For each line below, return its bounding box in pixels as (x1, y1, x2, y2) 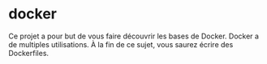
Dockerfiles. (8, 48, 50, 58)
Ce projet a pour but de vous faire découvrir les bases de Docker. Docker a (8, 31, 260, 41)
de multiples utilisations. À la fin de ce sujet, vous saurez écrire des (8, 39, 234, 49)
